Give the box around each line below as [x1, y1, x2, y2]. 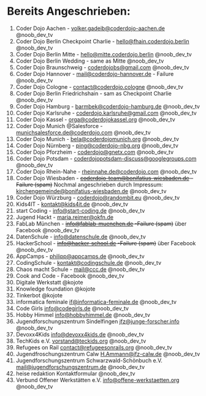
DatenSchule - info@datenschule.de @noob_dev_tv [15, 233, 146, 240]
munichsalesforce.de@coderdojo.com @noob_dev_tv [15, 129, 151, 136]
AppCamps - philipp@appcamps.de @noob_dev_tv [15, 253, 145, 260]
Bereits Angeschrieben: [7, 4, 131, 18]
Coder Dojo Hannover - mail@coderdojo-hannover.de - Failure [15, 70, 174, 77]
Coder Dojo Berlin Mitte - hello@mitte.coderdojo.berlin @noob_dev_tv [15, 50, 192, 58]
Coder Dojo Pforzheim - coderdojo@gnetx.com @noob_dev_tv [15, 148, 174, 156]
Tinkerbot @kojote [15, 291, 63, 299]
